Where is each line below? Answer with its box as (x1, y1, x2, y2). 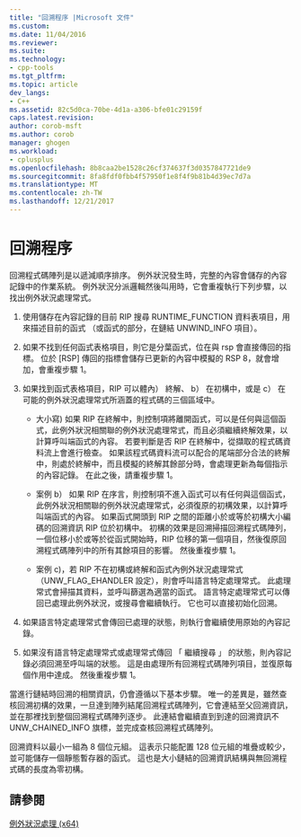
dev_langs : (9, 88, 50, 97)
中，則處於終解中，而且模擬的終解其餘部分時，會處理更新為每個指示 (35, 458, 288, 469)
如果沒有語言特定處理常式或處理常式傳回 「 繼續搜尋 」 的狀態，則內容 (22, 647, 284, 657)
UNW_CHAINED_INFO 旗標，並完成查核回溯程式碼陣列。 (9, 722, 218, 733)
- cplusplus (9, 154, 54, 164)
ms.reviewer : (9, 38, 58, 48)
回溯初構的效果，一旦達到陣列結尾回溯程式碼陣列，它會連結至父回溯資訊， (16, 700, 293, 710)
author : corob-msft (9, 122, 83, 131)
